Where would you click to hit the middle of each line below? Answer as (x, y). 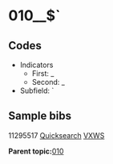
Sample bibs (40, 116)
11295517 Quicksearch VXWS (56, 135)
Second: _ (48, 82)
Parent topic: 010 (36, 151)
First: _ (43, 74)
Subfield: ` (37, 90)
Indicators (36, 65)
